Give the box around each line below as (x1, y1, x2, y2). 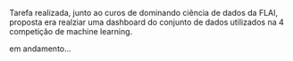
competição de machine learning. (9, 27, 133, 36)
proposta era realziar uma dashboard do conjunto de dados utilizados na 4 (9, 17, 284, 27)
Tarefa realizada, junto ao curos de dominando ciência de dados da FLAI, (9, 8, 279, 18)
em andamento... (9, 43, 71, 54)
